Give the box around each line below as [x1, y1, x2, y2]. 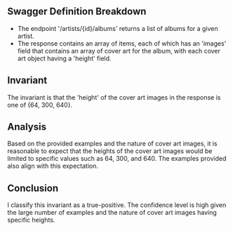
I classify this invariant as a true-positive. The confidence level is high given [7, 201, 227, 209]
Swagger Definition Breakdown [7, 6, 147, 18]
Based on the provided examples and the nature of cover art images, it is [7, 140, 218, 148]
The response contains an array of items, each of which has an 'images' [17, 39, 227, 48]
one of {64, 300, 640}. [7, 100, 72, 109]
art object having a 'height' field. [17, 54, 112, 62]
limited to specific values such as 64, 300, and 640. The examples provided [7, 154, 227, 163]
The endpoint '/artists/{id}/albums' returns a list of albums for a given [17, 24, 219, 32]
